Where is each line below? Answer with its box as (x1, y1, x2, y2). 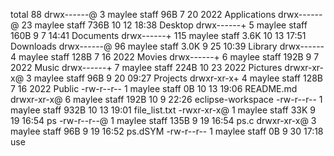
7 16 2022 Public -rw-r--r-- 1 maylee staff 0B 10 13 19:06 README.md (10, 83, 298, 94)
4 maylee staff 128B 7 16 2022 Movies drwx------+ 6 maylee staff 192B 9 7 (10, 51, 320, 63)
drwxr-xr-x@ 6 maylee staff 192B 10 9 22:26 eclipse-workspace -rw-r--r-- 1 (10, 94, 323, 105)
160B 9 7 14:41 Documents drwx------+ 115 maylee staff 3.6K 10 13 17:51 (10, 30, 307, 41)
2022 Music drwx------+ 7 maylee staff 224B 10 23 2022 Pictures (10, 62, 283, 73)
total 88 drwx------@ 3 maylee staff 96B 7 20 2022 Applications (10, 9, 277, 20)
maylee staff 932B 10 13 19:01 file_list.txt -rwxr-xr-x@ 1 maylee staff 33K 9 (10, 104, 316, 116)
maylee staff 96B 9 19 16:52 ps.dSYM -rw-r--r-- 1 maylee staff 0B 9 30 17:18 (10, 125, 324, 137)
